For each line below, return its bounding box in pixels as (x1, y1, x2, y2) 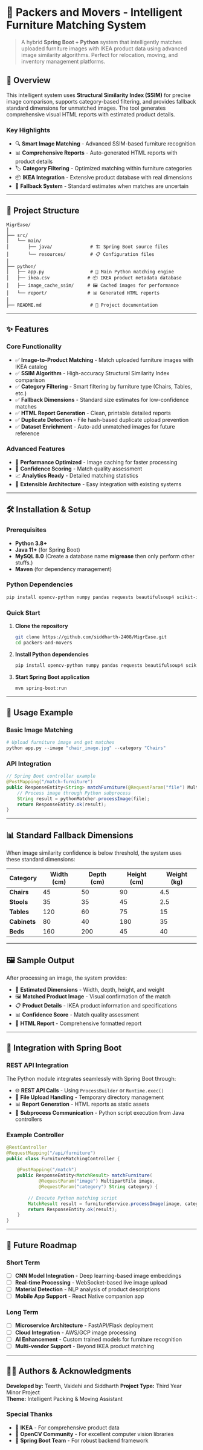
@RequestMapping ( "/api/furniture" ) (6, 1150, 96, 1156)
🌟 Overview (6, 75, 51, 85)
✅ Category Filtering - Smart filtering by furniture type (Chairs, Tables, (14, 383, 192, 390)
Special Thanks (6, 1410, 53, 1418)
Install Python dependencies (14, 650, 89, 658)
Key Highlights (6, 125, 50, 134)
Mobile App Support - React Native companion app (14, 1292, 144, 1300)
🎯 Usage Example (6, 707, 74, 718)
